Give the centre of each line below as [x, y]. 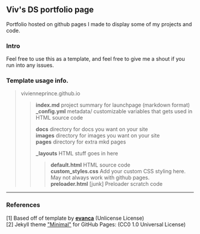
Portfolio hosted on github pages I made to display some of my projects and [99, 24]
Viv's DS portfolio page [50, 10]
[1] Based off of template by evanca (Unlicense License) [75, 218]
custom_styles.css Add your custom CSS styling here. [118, 171]
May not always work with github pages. [100, 177]
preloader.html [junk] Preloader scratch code [106, 184]
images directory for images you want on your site [98, 136]
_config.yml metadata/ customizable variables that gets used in [114, 111]
